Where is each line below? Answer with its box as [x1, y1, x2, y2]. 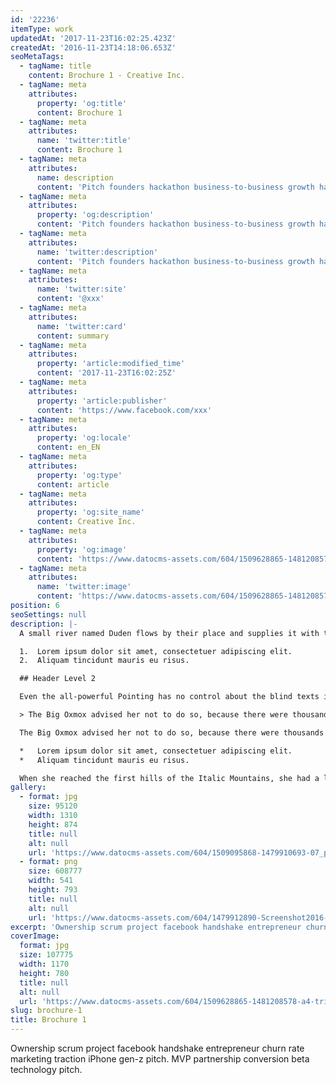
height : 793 [28, 885, 78, 895]
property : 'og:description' [36, 210, 155, 220]
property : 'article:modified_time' [36, 359, 186, 369]
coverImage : [10, 931, 60, 941]
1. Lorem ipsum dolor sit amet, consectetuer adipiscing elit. [19, 646, 293, 656]
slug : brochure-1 [10, 1006, 83, 1016]
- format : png [19, 857, 78, 867]
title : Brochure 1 [10, 1015, 87, 1025]
